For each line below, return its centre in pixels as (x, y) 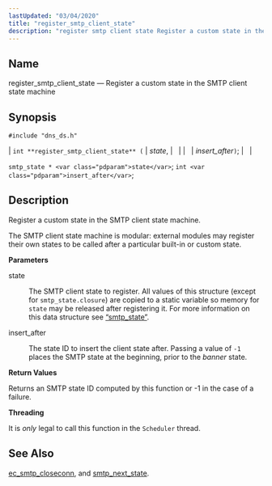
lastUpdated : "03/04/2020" (54, 16)
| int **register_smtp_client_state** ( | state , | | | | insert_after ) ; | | (130, 151)
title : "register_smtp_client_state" (72, 23)
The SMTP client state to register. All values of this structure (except (142, 291)
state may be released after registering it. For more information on (139, 308)
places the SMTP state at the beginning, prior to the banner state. (138, 357)
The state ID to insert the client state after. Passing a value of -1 (135, 348)
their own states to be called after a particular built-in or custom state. (125, 244)
